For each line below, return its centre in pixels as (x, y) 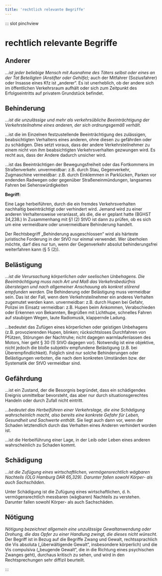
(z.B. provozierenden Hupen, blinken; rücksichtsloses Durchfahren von (75, 332)
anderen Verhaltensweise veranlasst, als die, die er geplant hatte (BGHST (78, 214)
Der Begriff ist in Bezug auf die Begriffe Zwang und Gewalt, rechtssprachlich (81, 539)
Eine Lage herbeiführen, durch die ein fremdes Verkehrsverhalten (70, 204)
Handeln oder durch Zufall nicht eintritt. (44, 400)
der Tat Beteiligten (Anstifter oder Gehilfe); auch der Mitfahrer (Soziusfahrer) (81, 78)
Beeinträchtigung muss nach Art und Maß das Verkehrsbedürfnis (70, 281)
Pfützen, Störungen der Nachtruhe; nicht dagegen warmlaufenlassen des (78, 337)
